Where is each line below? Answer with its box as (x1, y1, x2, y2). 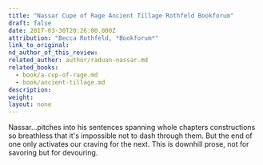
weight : (8, 93, 34, 101)
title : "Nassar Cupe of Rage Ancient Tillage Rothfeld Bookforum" (8, 11, 234, 20)
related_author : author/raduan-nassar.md (8, 57, 149, 65)
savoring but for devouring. (8, 148, 98, 158)
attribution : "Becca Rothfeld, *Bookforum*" (8, 33, 159, 42)
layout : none (8, 100, 52, 108)
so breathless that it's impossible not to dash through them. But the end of (8, 131, 253, 140)
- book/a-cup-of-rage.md (15, 71, 98, 79)
